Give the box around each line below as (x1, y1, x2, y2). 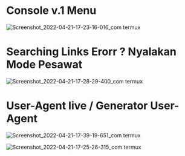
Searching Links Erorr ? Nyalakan (6, 45, 177, 59)
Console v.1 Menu (6, 4, 97, 18)
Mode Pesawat (6, 58, 83, 71)
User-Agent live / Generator (6, 99, 148, 112)
